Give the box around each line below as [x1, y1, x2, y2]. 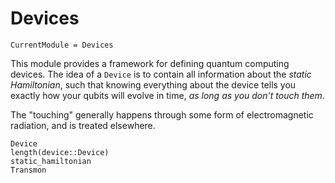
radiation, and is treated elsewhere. [10, 119, 156, 131]
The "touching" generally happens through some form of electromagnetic [10, 108, 314, 121]
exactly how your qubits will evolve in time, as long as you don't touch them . [10, 89, 325, 101]
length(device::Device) [10, 147, 110, 157]
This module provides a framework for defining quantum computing [10, 57, 290, 69]
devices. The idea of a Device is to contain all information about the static [10, 68, 312, 80]
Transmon [10, 165, 47, 175]
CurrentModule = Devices [10, 40, 114, 50]
